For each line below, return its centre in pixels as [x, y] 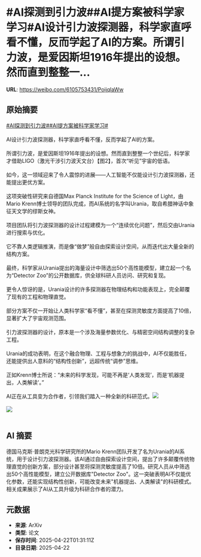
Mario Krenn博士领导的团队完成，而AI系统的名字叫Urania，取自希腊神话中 [98, 203]
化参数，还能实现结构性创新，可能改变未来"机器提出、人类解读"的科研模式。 [100, 481]
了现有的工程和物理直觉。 [38, 297]
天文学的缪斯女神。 [35, 211]
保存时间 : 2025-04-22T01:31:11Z [54, 540]
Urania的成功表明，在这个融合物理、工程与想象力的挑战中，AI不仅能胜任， [98, 353]
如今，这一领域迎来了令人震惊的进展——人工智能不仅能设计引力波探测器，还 [100, 174]
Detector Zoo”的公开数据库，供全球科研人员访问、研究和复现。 [92, 275]
